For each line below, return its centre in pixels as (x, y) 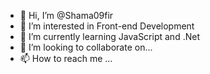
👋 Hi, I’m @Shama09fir (66, 15)
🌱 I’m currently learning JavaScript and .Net (109, 36)
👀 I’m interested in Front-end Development (107, 26)
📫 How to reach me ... (66, 58)
